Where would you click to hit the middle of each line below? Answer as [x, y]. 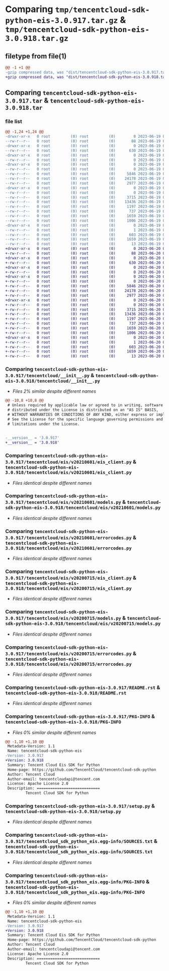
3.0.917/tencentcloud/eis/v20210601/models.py [63, 502]
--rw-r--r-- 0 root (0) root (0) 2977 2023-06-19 [83, 183]
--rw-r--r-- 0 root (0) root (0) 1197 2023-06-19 [83, 207]
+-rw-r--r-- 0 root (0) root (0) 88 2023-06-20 [83, 253]
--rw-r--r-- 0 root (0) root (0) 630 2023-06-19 [83, 150]
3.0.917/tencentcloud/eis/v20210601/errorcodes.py [68, 538]
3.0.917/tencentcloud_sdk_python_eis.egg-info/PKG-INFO [75, 882]
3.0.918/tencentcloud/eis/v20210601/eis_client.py [68, 473]
